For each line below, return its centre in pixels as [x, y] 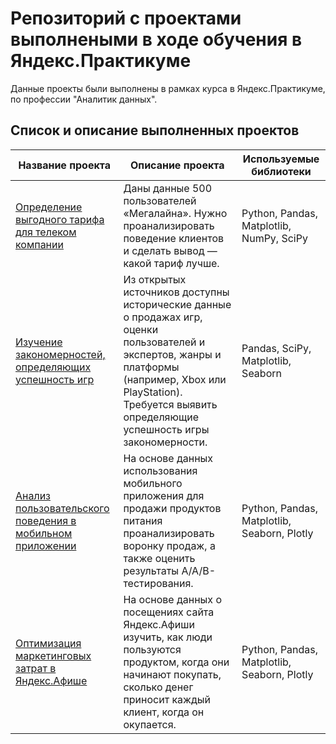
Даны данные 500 [168, 188]
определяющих [53, 367]
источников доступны [176, 292]
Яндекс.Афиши [159, 624]
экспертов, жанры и [172, 354]
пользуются [152, 649]
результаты [151, 570]
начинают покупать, [172, 674]
